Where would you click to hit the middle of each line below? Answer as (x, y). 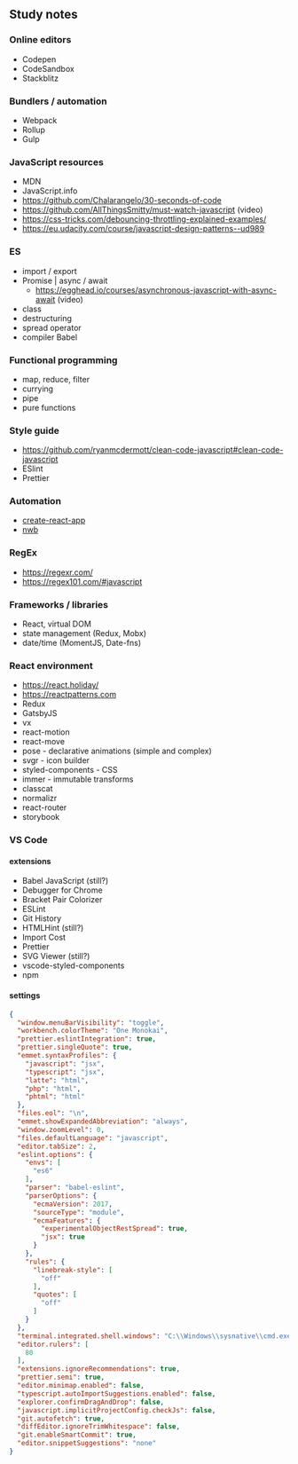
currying (38, 389)
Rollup (34, 130)
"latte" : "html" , (57, 1080)
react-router (44, 807)
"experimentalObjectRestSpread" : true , (115, 1229)
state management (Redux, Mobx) (84, 634)
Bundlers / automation (59, 101)
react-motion (46, 732)
